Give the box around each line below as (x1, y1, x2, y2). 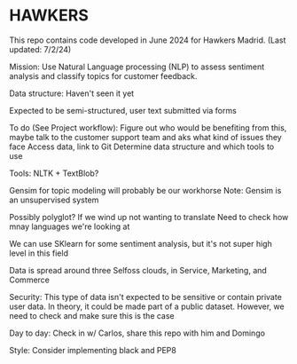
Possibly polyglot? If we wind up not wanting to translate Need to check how (9, 211, 289, 222)
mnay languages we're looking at (9, 221, 130, 232)
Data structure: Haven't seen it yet (9, 88, 135, 99)
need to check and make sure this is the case (9, 310, 175, 320)
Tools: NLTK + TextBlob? (9, 168, 99, 178)
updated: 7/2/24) (9, 44, 72, 54)
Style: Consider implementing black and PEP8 (9, 344, 177, 355)
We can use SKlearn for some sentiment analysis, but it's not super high (9, 238, 272, 249)
